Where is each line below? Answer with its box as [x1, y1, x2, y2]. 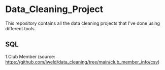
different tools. [5, 25, 36, 31]
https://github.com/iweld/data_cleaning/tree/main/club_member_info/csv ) [5, 59, 160, 65]
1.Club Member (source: [5, 53, 55, 59]
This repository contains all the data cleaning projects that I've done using [5, 20, 160, 26]
